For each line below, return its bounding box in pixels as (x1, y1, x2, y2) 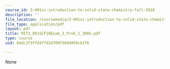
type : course (5, 36, 33, 41)
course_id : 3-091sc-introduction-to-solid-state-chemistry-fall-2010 (5, 7, 155, 13)
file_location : (5, 17, 37, 22)
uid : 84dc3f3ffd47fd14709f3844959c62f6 (5, 41, 90, 46)
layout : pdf (5, 26, 30, 31)
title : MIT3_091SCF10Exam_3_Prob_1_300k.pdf (5, 31, 101, 36)
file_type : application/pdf (5, 21, 65, 27)
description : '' (5, 12, 39, 17)
